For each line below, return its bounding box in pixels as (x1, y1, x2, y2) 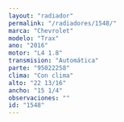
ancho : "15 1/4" (8, 86, 63, 95)
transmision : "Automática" (8, 57, 99, 65)
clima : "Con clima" (8, 71, 74, 79)
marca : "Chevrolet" (8, 26, 74, 35)
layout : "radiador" (8, 11, 74, 20)
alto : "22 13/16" (8, 79, 67, 87)
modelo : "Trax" (8, 34, 60, 43)
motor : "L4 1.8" (8, 49, 63, 57)
